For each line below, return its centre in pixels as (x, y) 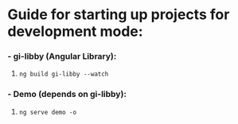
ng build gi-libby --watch (64, 74)
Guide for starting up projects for (119, 15)
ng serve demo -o (48, 112)
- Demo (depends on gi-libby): (67, 95)
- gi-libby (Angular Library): (62, 56)
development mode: (76, 31)
